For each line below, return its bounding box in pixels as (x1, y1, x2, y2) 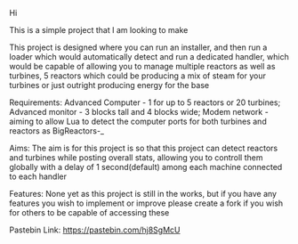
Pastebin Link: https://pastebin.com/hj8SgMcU (9, 224, 181, 235)
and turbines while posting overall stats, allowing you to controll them (9, 152, 263, 163)
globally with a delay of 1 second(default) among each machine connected (9, 162, 283, 172)
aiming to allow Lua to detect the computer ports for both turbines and (9, 116, 267, 126)
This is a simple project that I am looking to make (9, 25, 189, 35)
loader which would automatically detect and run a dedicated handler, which (9, 52, 289, 61)
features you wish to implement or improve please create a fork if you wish (9, 198, 284, 208)
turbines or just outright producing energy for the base (9, 80, 210, 90)
